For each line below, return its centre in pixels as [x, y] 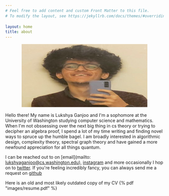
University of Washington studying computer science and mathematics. [79, 120]
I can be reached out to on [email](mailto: [48, 157]
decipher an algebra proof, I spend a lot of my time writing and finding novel [84, 132]
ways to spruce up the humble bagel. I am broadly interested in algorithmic [83, 137]
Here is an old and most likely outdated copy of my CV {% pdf [69, 183]
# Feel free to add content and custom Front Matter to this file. [77, 11]
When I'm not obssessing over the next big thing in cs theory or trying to [80, 126]
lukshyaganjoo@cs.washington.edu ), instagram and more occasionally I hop [84, 162]
